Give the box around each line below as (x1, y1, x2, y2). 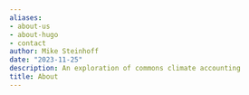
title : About (9, 72, 59, 81)
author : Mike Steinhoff (9, 47, 100, 56)
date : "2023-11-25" (9, 55, 83, 64)
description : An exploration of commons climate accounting (9, 64, 242, 73)
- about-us (9, 22, 51, 31)
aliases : (9, 13, 43, 23)
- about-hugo (9, 30, 59, 39)
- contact (9, 38, 47, 48)
